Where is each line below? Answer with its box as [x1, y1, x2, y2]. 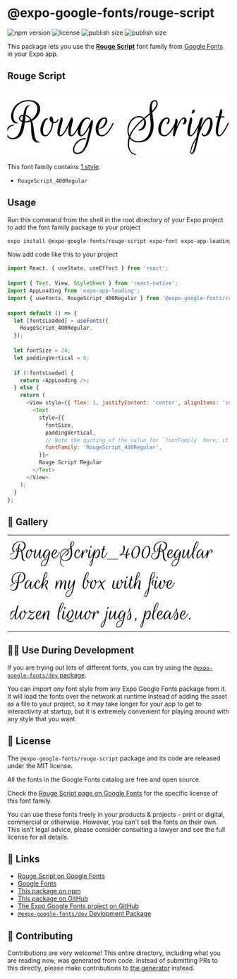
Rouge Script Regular [38, 459, 102, 466]
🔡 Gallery [7, 515, 49, 528]
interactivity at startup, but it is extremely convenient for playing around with [7, 706, 229, 716]
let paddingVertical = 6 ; [13, 354, 90, 362]
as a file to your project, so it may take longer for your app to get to [7, 699, 202, 708]
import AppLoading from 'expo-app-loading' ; [7, 287, 140, 294]
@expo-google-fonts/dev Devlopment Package [17, 910, 152, 918]
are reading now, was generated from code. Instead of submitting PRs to [7, 956, 219, 965]
